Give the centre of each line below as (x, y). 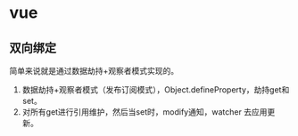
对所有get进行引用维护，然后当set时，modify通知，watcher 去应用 (145, 112)
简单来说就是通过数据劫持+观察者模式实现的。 (94, 71)
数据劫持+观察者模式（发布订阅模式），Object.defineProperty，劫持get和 (156, 90)
